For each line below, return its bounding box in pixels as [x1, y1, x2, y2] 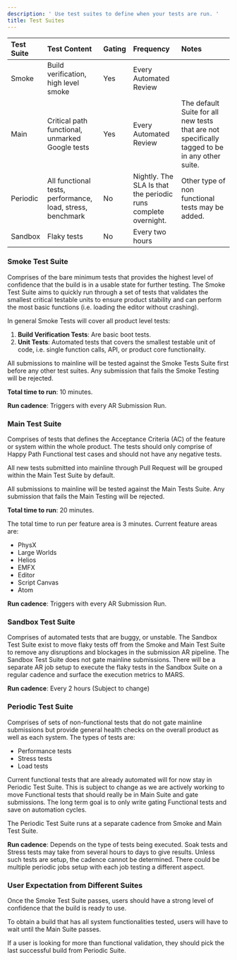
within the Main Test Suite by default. [7, 471, 115, 480]
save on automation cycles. [7, 805, 87, 814]
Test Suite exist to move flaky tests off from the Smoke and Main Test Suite [7, 640, 226, 649]
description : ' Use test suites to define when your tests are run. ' [7, 10, 219, 18]
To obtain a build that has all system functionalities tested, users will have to [7, 917, 229, 925]
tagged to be [181, 142, 224, 152]
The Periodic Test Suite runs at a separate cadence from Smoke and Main [7, 819, 222, 827]
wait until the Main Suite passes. [7, 925, 102, 933]
